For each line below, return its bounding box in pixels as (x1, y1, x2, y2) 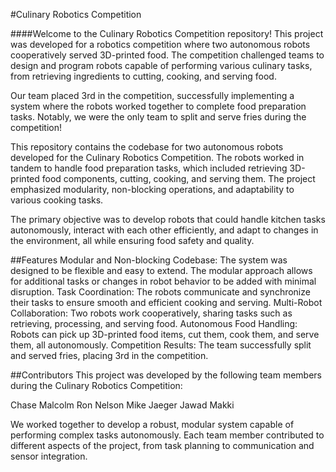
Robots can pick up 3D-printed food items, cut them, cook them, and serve (10, 329, 320, 340)
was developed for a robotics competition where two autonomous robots (10, 39, 311, 50)
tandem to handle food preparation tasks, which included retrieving (10, 162, 288, 174)
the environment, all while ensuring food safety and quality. (10, 235, 255, 246)
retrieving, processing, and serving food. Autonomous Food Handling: (10, 318, 298, 329)
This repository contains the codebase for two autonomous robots (10, 141, 284, 153)
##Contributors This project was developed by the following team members (10, 369, 322, 381)
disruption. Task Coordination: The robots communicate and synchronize (10, 286, 311, 298)
